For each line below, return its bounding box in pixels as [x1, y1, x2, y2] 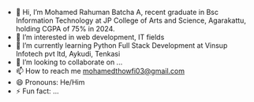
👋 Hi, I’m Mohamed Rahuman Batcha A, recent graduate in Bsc [15, 8, 219, 16]
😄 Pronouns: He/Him [15, 78, 85, 86]
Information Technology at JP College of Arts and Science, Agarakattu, [15, 16, 247, 25]
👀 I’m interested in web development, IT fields [15, 32, 165, 42]
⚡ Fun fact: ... [15, 86, 59, 96]
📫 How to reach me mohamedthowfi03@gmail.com [15, 67, 185, 75]
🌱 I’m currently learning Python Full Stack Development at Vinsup [15, 41, 228, 50]
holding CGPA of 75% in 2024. [15, 24, 115, 33]
